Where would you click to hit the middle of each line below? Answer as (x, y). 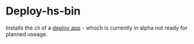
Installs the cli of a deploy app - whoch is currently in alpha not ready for (97, 28)
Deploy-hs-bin (43, 11)
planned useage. (27, 34)
